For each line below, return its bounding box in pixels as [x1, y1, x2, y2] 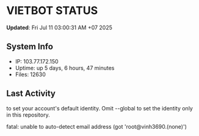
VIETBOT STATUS [6, 4, 98, 18]
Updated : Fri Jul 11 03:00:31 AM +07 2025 [6, 24, 113, 31]
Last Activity [6, 88, 56, 99]
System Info [6, 41, 54, 52]
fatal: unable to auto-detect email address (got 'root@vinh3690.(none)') [6, 123, 187, 130]
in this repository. [6, 111, 50, 118]
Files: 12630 [15, 71, 46, 78]
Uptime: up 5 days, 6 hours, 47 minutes [15, 64, 115, 71]
